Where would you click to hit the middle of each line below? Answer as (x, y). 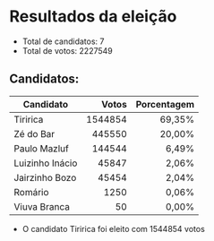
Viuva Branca (42, 206)
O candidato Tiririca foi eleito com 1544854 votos (114, 228)
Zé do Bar (34, 133)
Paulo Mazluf (41, 148)
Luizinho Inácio (46, 163)
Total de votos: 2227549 (68, 50)
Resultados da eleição (93, 17)
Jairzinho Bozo (45, 177)
